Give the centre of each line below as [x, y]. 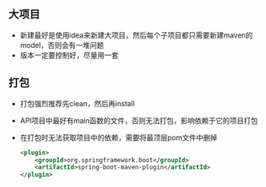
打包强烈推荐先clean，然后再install [77, 103]
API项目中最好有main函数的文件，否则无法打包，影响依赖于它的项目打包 [139, 120]
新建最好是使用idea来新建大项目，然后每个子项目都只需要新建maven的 [136, 35]
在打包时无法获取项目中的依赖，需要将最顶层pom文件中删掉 [119, 137]
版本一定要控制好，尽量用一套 [69, 55]
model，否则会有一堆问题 [62, 45]
